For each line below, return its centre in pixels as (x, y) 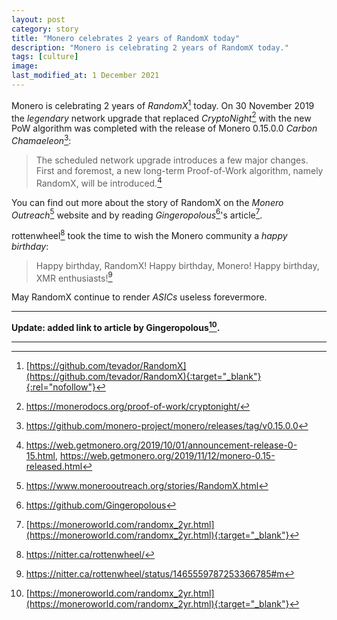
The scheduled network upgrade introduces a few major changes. (172, 160)
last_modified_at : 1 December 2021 (85, 76)
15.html (40, 456)
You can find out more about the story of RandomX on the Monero (147, 202)
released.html (54, 467)
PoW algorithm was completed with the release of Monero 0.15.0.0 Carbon (164, 128)
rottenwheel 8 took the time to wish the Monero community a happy (149, 234)
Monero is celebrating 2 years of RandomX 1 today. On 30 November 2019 (163, 104)
